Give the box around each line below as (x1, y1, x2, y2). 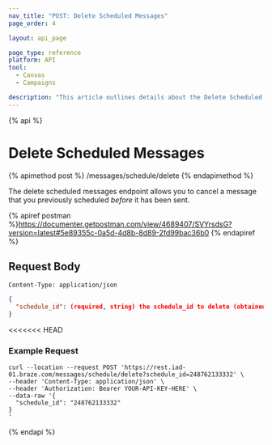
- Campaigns (15, 78, 57, 87)
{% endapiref (210, 227, 256, 237)
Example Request (8, 345, 79, 356)
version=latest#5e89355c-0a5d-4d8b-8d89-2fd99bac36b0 (8, 227, 210, 237)
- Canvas (15, 71, 45, 79)
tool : (8, 64, 27, 72)
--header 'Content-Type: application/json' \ (8, 378, 164, 386)
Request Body (8, 260, 81, 273)
